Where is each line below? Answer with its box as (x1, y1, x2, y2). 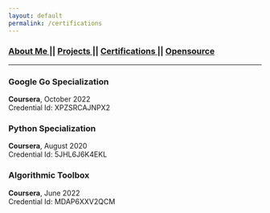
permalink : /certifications (8, 19, 103, 27)
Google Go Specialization (8, 76, 109, 87)
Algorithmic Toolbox (8, 170, 90, 181)
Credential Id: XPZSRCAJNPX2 (8, 103, 111, 113)
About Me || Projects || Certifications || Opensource (8, 46, 215, 57)
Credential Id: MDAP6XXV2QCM (8, 196, 116, 206)
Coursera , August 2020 (8, 141, 88, 151)
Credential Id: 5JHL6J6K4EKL (8, 150, 108, 159)
